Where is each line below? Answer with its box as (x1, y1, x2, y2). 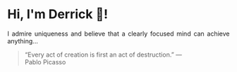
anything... (7, 36, 39, 45)
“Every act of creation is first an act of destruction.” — (24, 50, 182, 59)
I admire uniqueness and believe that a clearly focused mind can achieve (7, 29, 230, 38)
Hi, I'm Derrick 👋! (7, 6, 108, 22)
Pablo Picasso (24, 57, 66, 66)
